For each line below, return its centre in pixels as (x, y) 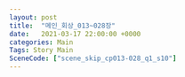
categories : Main (41, 42)
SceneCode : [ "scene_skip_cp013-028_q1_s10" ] (93, 58)
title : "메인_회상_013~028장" (62, 26)
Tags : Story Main (41, 50)
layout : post (33, 17)
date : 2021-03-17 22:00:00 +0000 (75, 34)
